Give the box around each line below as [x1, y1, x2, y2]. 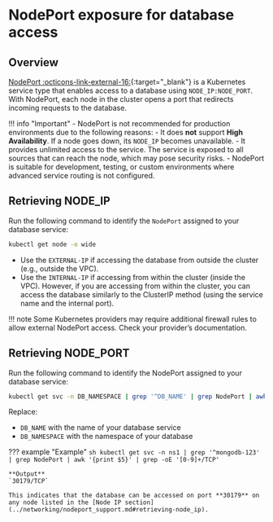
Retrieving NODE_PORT [8, 346, 130, 360]
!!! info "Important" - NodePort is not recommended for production [8, 119, 231, 128]
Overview [8, 55, 59, 69]
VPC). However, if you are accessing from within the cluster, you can [19, 281, 250, 291]
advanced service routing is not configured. [8, 171, 155, 180]
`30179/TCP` [8, 477, 49, 485]
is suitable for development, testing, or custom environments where [8, 162, 235, 172]
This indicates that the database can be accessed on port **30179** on [8, 491, 260, 500]
